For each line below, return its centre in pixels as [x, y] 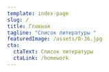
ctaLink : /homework [41, 58]
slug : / [18, 20]
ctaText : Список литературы [53, 52]
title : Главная [29, 26]
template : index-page [38, 13]
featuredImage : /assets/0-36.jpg [55, 39]
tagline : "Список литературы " [52, 33]
